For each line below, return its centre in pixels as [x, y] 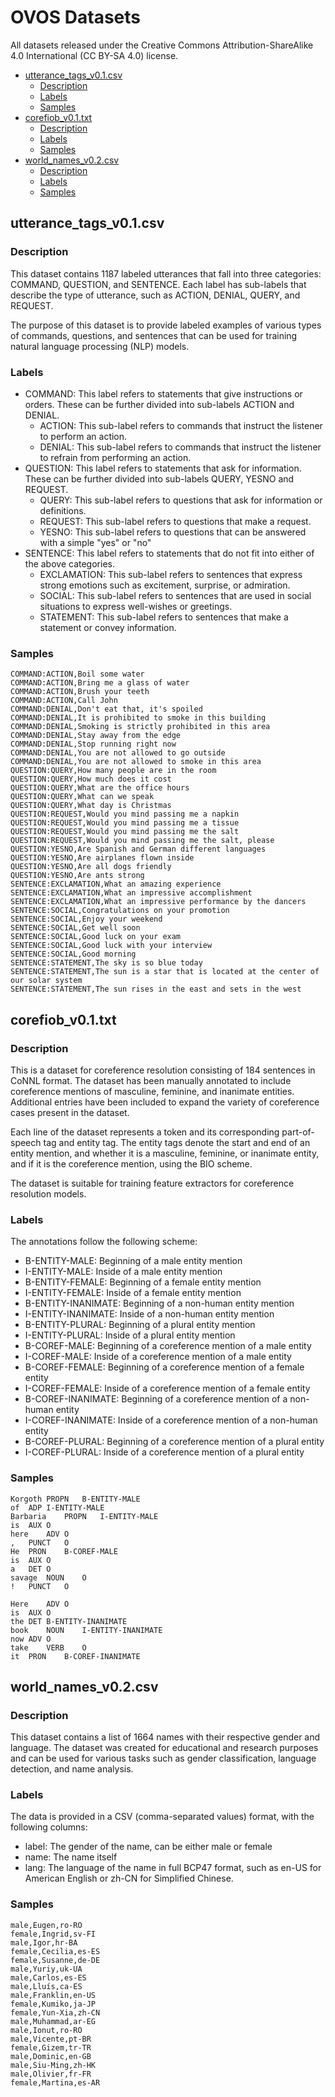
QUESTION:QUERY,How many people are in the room [113, 771]
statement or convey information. [108, 627]
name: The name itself [71, 1857]
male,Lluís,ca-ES [46, 1986]
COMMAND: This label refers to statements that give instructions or [163, 393]
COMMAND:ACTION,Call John [64, 701]
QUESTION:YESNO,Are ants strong [77, 876]
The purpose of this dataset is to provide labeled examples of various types [166, 325]
